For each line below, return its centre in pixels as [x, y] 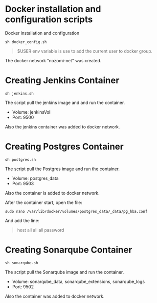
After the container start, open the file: [44, 202]
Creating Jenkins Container [62, 81]
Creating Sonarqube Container [69, 250]
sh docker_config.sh [26, 42]
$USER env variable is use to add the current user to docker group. [85, 51]
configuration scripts [49, 19]
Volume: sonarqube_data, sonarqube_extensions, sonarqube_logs [78, 281]
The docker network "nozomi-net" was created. [53, 60]
